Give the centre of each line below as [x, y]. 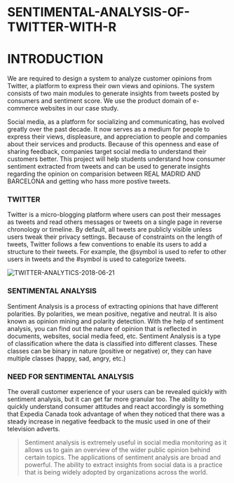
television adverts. [34, 429]
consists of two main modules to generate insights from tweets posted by [113, 93]
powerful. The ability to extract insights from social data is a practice [123, 465]
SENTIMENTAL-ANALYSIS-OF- [99, 12]
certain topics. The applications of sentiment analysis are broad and [123, 457]
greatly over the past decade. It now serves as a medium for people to [109, 129]
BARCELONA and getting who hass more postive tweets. [89, 181]
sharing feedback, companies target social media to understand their [107, 152]
